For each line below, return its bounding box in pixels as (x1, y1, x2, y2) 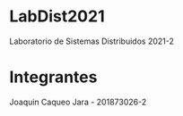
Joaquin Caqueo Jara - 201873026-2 (9, 96, 147, 107)
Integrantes (9, 67, 98, 87)
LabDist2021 (9, 6, 105, 27)
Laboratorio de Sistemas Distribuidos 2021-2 (9, 36, 175, 46)
